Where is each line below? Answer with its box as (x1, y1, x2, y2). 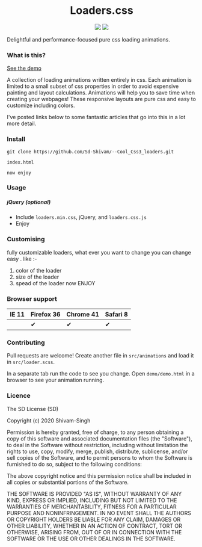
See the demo (7, 64, 41, 72)
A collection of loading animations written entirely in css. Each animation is (7, 76, 192, 84)
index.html (7, 159, 34, 165)
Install (7, 135, 26, 143)
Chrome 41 (66, 311, 100, 319)
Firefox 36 (30, 311, 61, 319)
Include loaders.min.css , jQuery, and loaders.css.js (15, 214, 147, 221)
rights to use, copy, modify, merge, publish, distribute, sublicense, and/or (7, 448, 188, 455)
